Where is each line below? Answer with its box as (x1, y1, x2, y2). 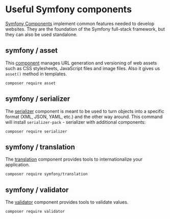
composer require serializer (5, 129, 67, 134)
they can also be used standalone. (5, 31, 78, 37)
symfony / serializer (5, 95, 70, 103)
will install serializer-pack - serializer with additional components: (5, 119, 146, 125)
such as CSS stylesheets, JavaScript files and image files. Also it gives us (5, 65, 160, 71)
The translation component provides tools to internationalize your (5, 156, 143, 162)
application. (5, 162, 30, 168)
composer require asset (5, 80, 56, 85)
